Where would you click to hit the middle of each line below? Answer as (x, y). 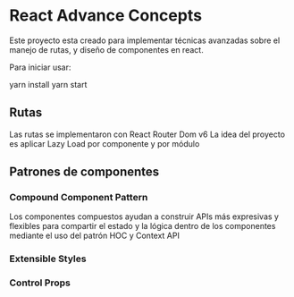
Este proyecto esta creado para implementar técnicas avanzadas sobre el (145, 40)
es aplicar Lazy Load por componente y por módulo (105, 143)
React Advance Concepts (106, 16)
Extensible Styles (48, 259)
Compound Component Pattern (79, 198)
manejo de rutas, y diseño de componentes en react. (106, 49)
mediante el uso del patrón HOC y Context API (95, 236)
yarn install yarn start (48, 84)
